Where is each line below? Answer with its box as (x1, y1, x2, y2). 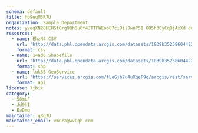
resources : (6, 31, 33, 36)
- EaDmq (11, 107, 31, 113)
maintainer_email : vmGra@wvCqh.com (6, 118, 94, 124)
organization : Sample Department (6, 19, 88, 25)
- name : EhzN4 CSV (11, 36, 57, 42)
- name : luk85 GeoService (11, 69, 75, 75)
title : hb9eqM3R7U (6, 14, 51, 20)
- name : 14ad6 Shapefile (11, 52, 72, 58)
